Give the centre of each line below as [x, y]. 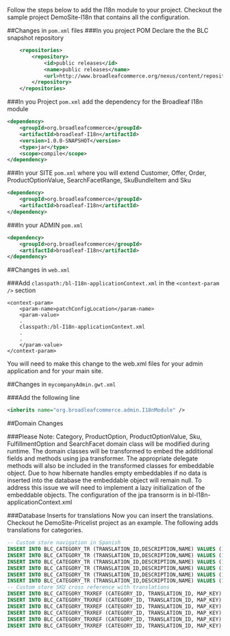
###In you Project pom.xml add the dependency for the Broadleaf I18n [105, 102]
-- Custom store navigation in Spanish [64, 543]
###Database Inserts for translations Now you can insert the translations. [111, 516]
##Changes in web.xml [39, 270]
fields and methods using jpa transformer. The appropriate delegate [103, 458]
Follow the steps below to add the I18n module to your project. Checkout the [115, 10]
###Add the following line [43, 398]
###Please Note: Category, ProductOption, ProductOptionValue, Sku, [104, 437]
